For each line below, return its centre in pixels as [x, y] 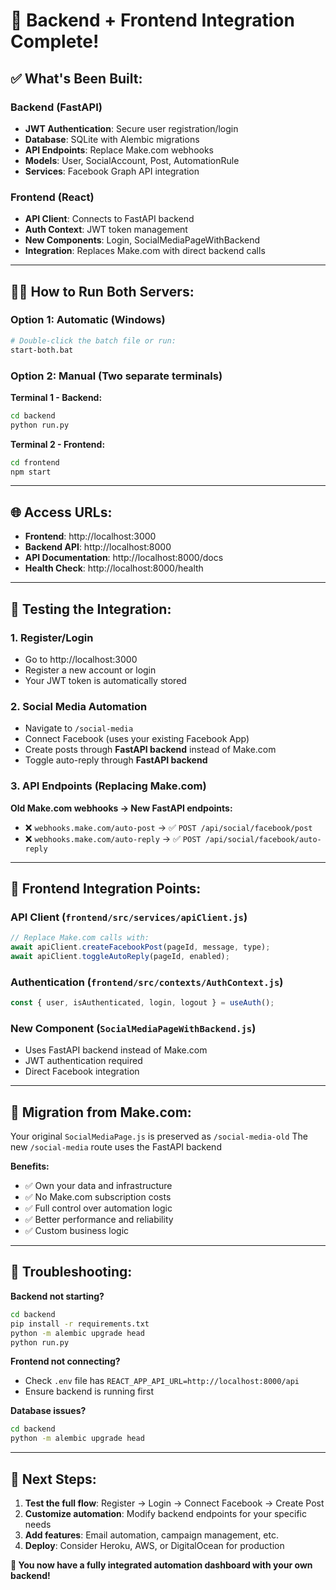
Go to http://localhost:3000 [81, 659]
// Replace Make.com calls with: [80, 938]
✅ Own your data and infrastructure [98, 1186]
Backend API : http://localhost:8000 [98, 547]
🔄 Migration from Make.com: [101, 1112]
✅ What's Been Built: [76, 78]
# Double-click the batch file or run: [93, 340]
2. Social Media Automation [79, 706]
